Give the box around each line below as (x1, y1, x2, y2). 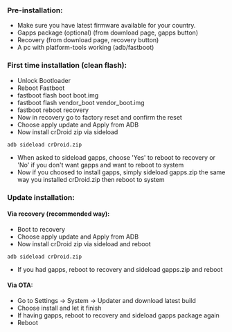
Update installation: (7, 192, 75, 202)
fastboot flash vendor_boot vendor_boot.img (17, 98, 145, 107)
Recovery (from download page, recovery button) (17, 36, 159, 44)
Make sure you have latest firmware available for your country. (17, 21, 196, 30)
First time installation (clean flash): (7, 61, 127, 71)
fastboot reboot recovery (17, 106, 89, 114)
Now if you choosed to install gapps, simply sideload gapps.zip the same (17, 168, 226, 176)
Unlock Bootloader (17, 76, 71, 84)
